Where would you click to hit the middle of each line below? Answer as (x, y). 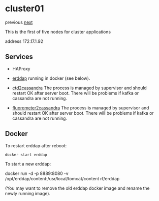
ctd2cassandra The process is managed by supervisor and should (79, 88)
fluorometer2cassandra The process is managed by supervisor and (80, 108)
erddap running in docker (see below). (51, 78)
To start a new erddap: (28, 164)
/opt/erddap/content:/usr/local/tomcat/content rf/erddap (62, 178)
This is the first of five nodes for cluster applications (58, 32)
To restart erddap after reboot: (36, 145)
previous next (19, 22)
